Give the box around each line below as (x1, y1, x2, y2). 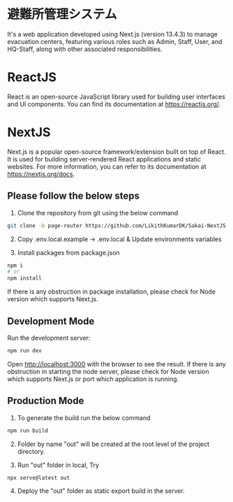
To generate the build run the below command (17, 413, 151, 422)
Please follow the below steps (7, 190, 140, 202)
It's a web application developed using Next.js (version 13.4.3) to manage (7, 29, 218, 38)
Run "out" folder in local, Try (17, 461, 100, 469)
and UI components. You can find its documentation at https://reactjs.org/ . (7, 99, 221, 108)
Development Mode (7, 315, 95, 327)
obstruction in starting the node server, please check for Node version (7, 367, 209, 375)
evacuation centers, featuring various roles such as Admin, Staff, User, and (7, 37, 223, 45)
